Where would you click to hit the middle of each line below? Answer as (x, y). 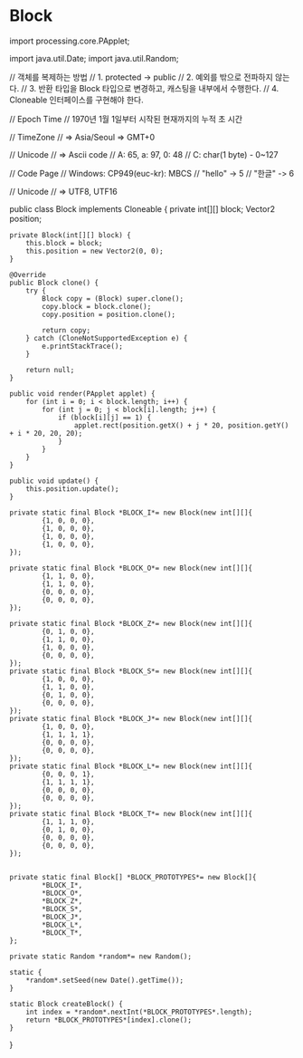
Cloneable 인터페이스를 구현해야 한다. (76, 100)
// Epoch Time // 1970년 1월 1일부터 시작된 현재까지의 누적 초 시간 (126, 119)
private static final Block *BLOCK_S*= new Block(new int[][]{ (131, 671)
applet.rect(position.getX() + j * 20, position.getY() (181, 425)
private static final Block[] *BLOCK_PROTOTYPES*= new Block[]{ (133, 877)
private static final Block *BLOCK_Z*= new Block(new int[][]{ (131, 623)
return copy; (66, 330)
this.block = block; (64, 243)
